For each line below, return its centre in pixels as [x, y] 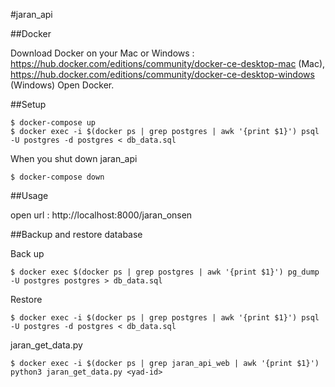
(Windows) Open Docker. [62, 85]
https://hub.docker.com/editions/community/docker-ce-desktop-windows [162, 74]
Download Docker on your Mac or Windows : [102, 53]
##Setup [28, 104]
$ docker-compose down [57, 177]
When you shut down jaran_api [74, 158]
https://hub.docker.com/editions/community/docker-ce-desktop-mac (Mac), [168, 63]
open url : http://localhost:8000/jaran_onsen [101, 215]
